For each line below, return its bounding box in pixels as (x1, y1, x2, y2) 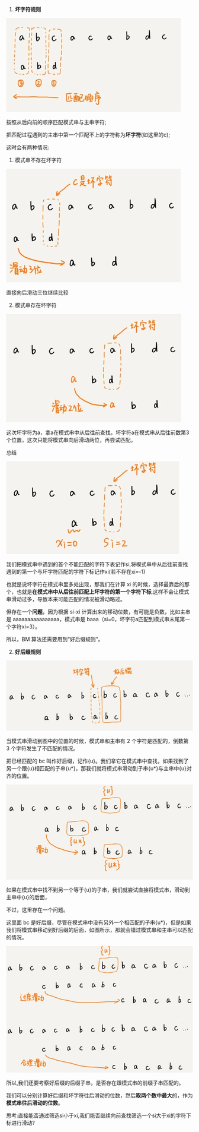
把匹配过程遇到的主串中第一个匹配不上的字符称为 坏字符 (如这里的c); (6, 131, 171, 138)
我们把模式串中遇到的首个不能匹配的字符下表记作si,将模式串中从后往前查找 (6, 561, 188, 568)
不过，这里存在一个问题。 (6, 906, 69, 913)
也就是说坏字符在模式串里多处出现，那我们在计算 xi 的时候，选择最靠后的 (6, 581, 185, 587)
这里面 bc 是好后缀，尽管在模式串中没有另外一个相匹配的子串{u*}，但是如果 (6, 919, 191, 926)
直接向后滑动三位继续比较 (6, 289, 69, 296)
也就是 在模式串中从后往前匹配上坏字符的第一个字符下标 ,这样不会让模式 (16, 588, 190, 595)
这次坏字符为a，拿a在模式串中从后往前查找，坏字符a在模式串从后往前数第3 (6, 429, 190, 436)
